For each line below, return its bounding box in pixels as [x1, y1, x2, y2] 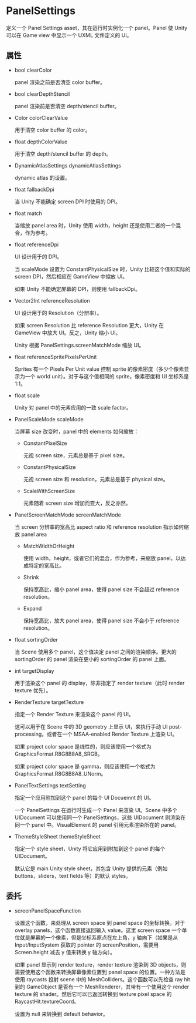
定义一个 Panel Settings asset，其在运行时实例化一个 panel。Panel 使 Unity [6, 24, 188, 31]
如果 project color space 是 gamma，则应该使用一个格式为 [14, 763, 156, 770]
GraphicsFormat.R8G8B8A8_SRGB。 [14, 750, 104, 757]
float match [14, 210, 43, 217]
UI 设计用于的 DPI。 [14, 253, 63, 260]
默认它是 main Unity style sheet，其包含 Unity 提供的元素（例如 [14, 865, 168, 872]
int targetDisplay [14, 667, 54, 674]
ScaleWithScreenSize [23, 487, 75, 494]
